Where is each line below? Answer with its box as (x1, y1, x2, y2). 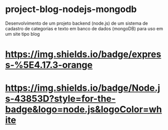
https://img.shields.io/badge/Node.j (5, 82, 160, 94)
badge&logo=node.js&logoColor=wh (5, 104, 162, 115)
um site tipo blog (5, 31, 40, 37)
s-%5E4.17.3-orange (5, 59, 93, 71)
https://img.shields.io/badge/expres (5, 49, 161, 60)
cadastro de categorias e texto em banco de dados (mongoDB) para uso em (5, 25, 163, 31)
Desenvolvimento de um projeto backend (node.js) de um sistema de (5, 20, 148, 26)
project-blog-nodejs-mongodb (5, 4, 137, 15)
